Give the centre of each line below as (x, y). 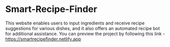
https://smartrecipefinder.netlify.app (43, 39)
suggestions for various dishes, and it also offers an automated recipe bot (83, 28)
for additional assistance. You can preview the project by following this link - (85, 33)
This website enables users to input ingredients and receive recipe (75, 23)
